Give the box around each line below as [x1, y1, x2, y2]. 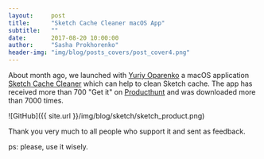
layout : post [8, 11, 66, 20]
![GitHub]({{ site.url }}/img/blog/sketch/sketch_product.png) [8, 111, 205, 120]
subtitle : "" [8, 26, 59, 34]
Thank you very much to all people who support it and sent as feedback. [8, 126, 246, 136]
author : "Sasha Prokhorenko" [8, 41, 119, 49]
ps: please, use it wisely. [8, 142, 89, 151]
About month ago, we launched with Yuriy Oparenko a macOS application [8, 71, 249, 79]
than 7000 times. [8, 96, 64, 105]
